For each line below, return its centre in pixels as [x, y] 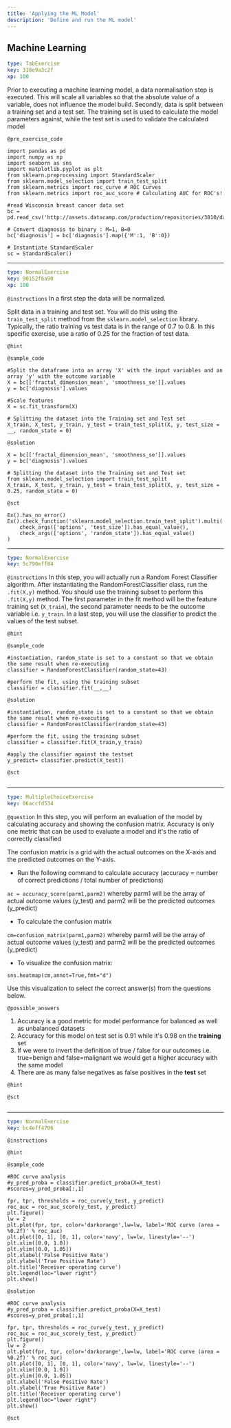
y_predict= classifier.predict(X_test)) [66, 761]
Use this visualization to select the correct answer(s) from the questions [109, 988]
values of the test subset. [43, 621]
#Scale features [30, 401]
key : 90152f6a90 [30, 279]
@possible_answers [33, 1008]
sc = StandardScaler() [40, 253]
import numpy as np [35, 157]
